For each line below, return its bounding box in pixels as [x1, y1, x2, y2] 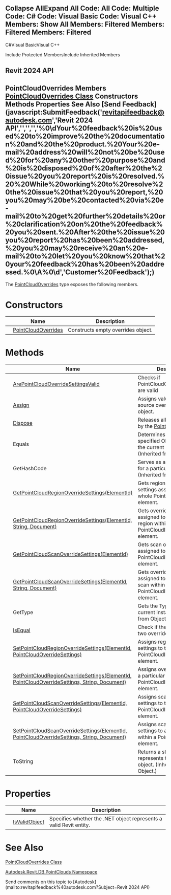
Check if [137, 623, 158, 630]
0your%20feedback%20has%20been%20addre [5, 259, 164, 268]
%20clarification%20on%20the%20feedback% [5, 220, 163, 228]
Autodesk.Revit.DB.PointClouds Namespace [5, 868, 98, 875]
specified [137, 437, 160, 444]
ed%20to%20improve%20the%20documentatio [5, 132, 165, 140]
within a [137, 733, 157, 740]
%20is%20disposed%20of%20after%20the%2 [5, 164, 163, 172]
